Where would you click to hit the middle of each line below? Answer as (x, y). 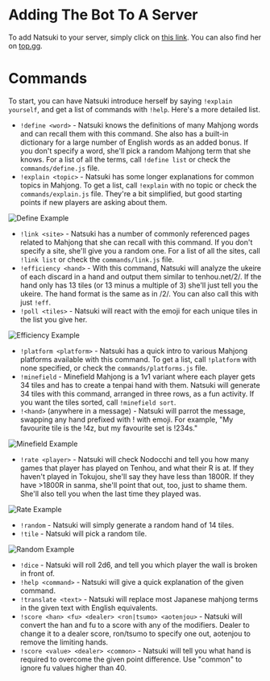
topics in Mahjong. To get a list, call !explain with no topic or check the (138, 185)
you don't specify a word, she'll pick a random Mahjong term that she (135, 150)
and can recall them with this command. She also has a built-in (124, 133)
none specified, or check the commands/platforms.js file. (114, 368)
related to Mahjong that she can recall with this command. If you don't (136, 242)
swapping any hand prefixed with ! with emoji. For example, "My (127, 419)
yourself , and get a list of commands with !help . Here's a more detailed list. (134, 109)
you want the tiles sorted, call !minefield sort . (98, 402)
